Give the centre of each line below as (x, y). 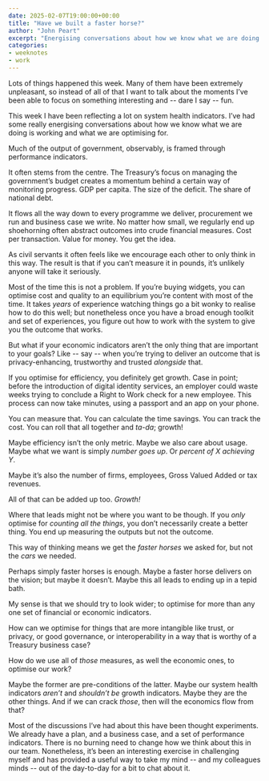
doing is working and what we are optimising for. (88, 132)
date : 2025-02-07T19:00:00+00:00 (64, 16)
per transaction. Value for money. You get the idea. (92, 239)
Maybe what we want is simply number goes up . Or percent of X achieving (131, 451)
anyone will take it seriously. (55, 271)
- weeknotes (28, 53)
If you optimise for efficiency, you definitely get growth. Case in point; (123, 377)
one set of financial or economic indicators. (80, 612)
